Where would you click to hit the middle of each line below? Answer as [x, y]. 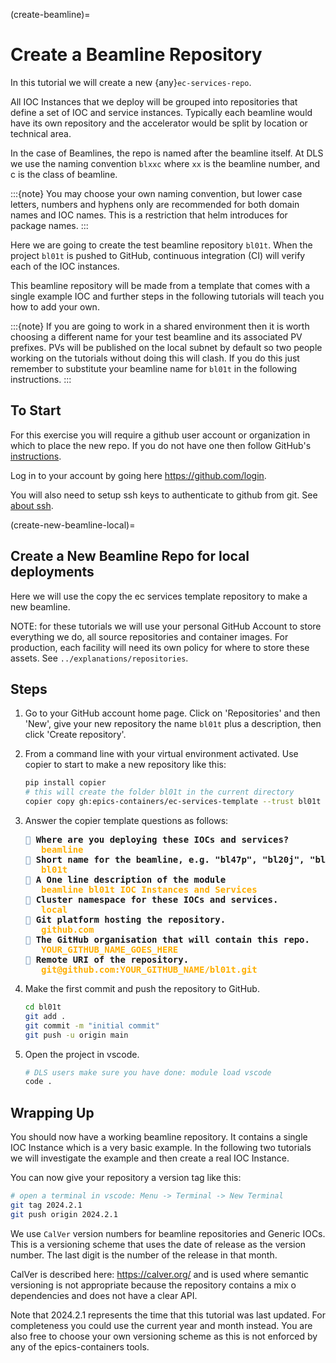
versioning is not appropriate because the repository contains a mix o [153, 1285]
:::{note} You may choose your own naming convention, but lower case [156, 193]
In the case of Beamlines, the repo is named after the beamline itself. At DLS [167, 153]
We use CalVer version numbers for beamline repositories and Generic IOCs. [168, 1233]
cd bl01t [43, 1007]
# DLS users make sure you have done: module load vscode [148, 1072]
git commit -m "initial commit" [92, 1025]
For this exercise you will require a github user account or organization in [160, 435]
